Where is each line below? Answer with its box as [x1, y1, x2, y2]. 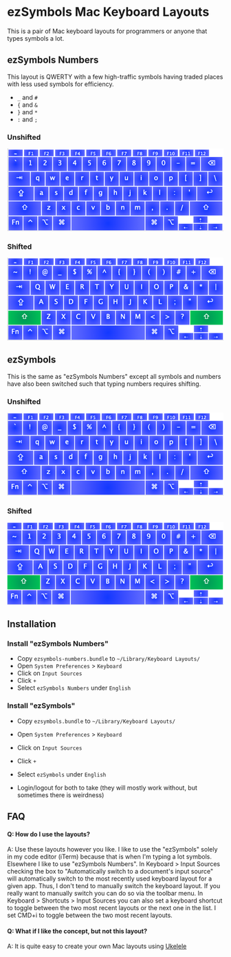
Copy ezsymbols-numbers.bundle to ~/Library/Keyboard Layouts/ [16, 655, 201, 663]
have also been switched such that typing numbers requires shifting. [7, 380, 201, 388]
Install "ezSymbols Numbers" [7, 639, 109, 648]
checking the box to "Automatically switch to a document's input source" [7, 867, 214, 876]
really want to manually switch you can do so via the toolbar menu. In [7, 889, 203, 898]
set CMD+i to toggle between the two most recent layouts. [7, 911, 173, 920]
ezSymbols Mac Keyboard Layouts [7, 4, 210, 20]
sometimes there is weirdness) [16, 790, 104, 799]
